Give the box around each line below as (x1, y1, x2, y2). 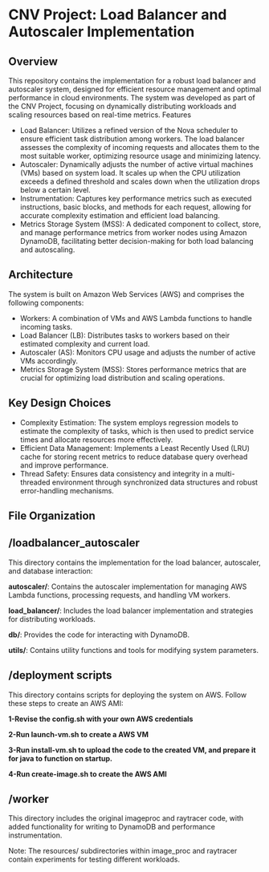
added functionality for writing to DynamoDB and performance (8, 822, 215, 832)
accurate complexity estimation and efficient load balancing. (19, 211, 221, 220)
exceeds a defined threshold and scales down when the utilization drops (19, 176, 260, 186)
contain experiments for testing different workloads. (8, 854, 181, 864)
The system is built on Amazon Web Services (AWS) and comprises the (8, 289, 245, 298)
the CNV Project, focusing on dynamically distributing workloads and (8, 102, 237, 111)
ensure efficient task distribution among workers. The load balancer (19, 134, 245, 144)
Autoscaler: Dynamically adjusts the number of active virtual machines (19, 160, 254, 169)
